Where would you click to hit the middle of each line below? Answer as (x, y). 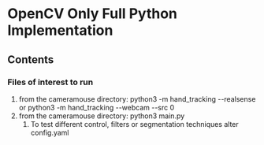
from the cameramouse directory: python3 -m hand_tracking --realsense (137, 99)
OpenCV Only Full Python (93, 14)
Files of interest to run (50, 82)
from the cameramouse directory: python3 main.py (102, 116)
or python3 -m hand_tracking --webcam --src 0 (97, 107)
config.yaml (50, 132)
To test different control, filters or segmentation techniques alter (135, 124)
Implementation (60, 30)
